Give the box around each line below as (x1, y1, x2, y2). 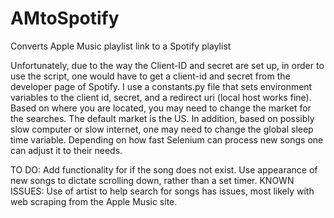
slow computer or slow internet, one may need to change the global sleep (10, 123, 314, 135)
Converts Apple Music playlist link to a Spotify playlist (10, 40, 232, 52)
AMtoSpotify (10, 7, 120, 30)
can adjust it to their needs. (10, 144, 123, 156)
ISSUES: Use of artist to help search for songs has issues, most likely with (10, 185, 315, 197)
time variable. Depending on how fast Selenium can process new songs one (10, 133, 324, 146)
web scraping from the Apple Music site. (10, 195, 178, 207)
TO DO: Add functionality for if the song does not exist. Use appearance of (10, 163, 318, 176)
